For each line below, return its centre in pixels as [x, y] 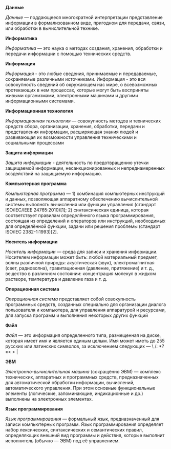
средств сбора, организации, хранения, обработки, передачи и [75, 126]
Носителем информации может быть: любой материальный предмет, [82, 257]
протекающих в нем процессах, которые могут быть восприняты [77, 90]
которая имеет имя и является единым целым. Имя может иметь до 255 [85, 341]
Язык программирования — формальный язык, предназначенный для [82, 419]
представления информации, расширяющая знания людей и [72, 132]
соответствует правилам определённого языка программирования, [80, 215]
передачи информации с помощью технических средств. [68, 54]
